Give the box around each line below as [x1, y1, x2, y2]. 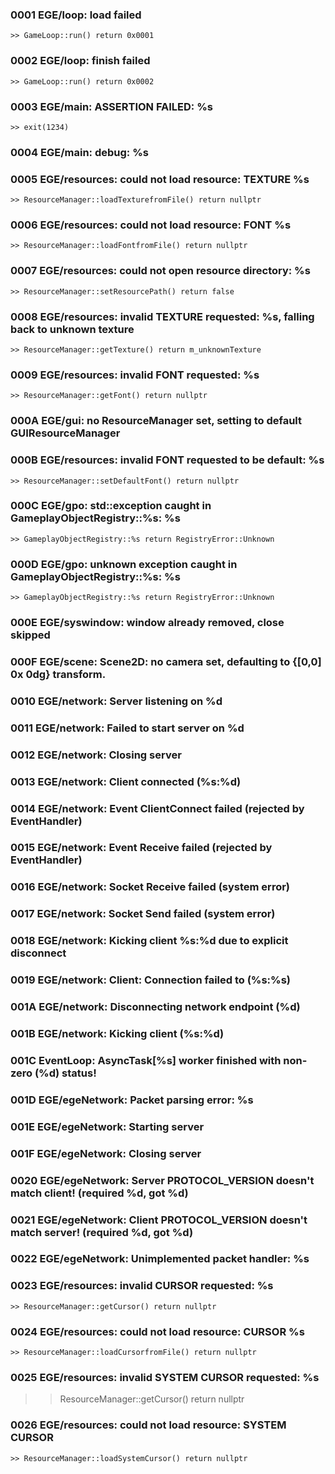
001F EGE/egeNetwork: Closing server [10, 1146, 202, 1160]
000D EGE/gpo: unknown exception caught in [10, 557, 238, 571]
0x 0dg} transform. [10, 667, 107, 681]
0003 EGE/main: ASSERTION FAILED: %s [10, 99, 213, 113]
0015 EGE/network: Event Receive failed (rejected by [10, 841, 273, 855]
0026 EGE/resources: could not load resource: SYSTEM [10, 1418, 287, 1432]
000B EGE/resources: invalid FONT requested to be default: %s [10, 453, 325, 467]
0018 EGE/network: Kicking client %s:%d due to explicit [10, 934, 289, 948]
